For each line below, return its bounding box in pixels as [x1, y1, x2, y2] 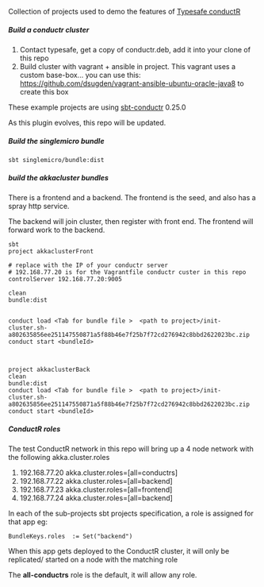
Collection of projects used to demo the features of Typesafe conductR [8, 7, 241, 16]
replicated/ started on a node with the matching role [8, 554, 178, 564]
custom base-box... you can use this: [19, 70, 141, 79]
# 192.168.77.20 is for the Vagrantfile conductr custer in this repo [8, 268, 247, 276]
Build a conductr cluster [8, 25, 90, 34]
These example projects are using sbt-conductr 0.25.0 [8, 102, 186, 112]
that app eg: [8, 516, 48, 527]
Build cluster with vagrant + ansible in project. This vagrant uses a [19, 61, 236, 71]
